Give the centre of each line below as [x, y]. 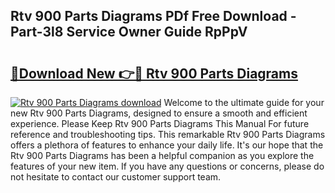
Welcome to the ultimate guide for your [244, 102]
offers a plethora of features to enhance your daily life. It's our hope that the [167, 145]
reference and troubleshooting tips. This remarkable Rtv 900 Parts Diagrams [168, 134]
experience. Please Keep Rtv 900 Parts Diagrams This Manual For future [160, 123]
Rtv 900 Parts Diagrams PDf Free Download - [153, 16]
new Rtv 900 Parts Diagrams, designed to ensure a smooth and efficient [159, 113]
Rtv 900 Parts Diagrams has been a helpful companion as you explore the [162, 155]
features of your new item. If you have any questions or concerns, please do [167, 166]
